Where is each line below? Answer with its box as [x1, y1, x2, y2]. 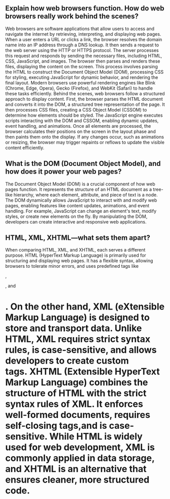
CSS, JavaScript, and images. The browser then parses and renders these [5, 58, 160, 64]
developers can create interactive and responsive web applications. [5, 218, 147, 225]
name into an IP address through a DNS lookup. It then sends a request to [5, 42, 159, 48]
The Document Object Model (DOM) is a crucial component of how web [5, 181, 156, 187]
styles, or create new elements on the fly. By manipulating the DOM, [5, 213, 148, 219]
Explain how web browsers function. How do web [5, 4, 164, 13]
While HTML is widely [49, 430, 143, 442]
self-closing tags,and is [5, 420, 108, 431]
